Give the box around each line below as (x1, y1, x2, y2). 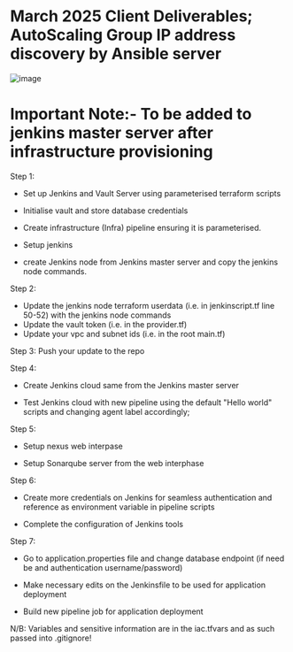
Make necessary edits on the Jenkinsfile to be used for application (22, 579, 266, 590)
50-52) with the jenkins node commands (22, 310, 172, 320)
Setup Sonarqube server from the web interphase (22, 457, 204, 468)
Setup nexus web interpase (22, 441, 123, 451)
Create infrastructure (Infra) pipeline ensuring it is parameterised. (22, 222, 262, 233)
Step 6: (10, 475, 36, 486)
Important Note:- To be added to (10, 104, 252, 125)
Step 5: (10, 423, 36, 434)
